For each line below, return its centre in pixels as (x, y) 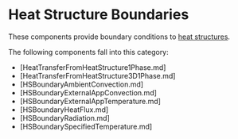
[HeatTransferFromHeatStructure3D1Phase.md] (98, 75)
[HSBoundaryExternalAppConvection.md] (88, 92)
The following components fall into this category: (88, 52)
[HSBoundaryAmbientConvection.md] (82, 84)
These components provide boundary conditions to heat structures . (119, 37)
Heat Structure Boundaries (99, 15)
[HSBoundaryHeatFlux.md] (64, 110)
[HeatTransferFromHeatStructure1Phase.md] (93, 67)
